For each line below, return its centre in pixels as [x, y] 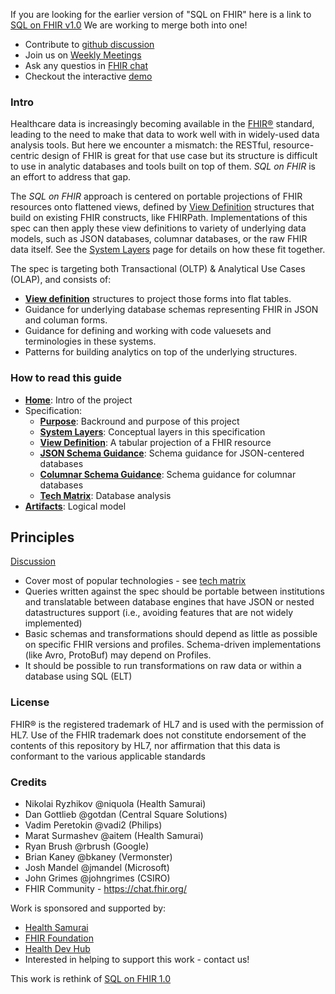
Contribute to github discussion [89, 44]
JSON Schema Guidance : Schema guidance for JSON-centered [172, 453]
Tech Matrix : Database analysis [105, 495]
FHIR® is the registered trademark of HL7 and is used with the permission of [167, 724]
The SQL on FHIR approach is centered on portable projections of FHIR [156, 196]
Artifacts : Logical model [75, 506]
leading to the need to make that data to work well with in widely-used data [165, 135]
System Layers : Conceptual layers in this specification [152, 431]
